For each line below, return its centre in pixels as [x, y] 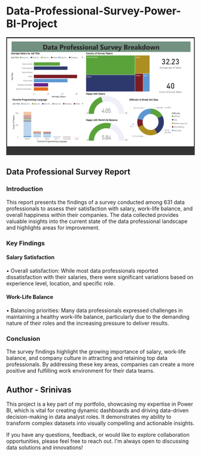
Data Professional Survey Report [68, 172]
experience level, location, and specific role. [61, 283]
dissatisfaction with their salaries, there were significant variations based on [100, 277]
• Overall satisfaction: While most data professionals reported [82, 270]
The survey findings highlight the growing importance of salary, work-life [96, 352]
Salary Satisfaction [31, 257]
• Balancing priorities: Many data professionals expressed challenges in [95, 310]
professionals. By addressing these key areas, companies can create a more [100, 364]
